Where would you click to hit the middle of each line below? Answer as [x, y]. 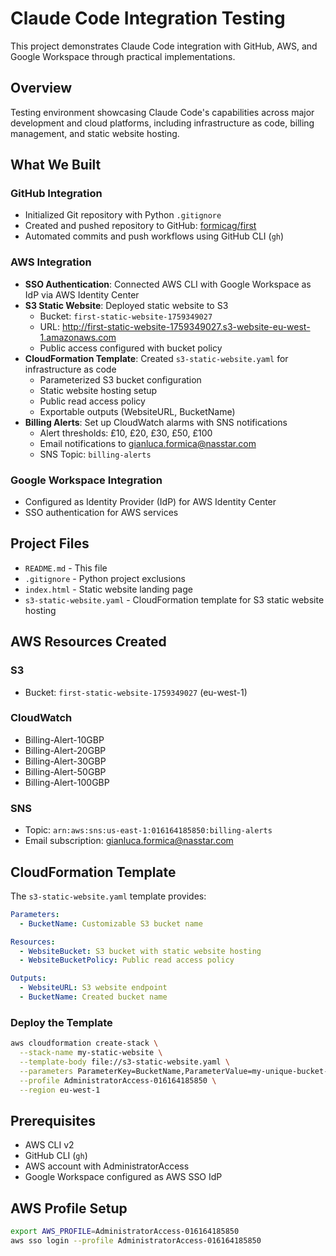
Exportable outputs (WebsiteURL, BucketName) [137, 411]
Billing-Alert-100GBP [67, 782]
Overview [41, 88]
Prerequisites [53, 1120]
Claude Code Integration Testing [148, 18]
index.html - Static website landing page [108, 589]
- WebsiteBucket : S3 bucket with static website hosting [140, 951]
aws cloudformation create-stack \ [84, 1043]
